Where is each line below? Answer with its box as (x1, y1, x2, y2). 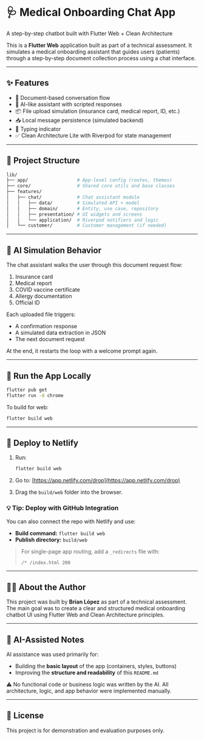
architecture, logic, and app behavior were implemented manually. (6, 687, 172, 695)
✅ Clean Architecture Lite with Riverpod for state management (15, 132, 172, 139)
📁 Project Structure (6, 155, 80, 166)
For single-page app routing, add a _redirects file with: (21, 548, 160, 555)
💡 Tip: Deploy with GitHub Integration (6, 504, 119, 512)
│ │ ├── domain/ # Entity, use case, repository (6, 205, 159, 211)
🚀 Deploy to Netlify (6, 437, 79, 448)
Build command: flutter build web (15, 529, 105, 537)
